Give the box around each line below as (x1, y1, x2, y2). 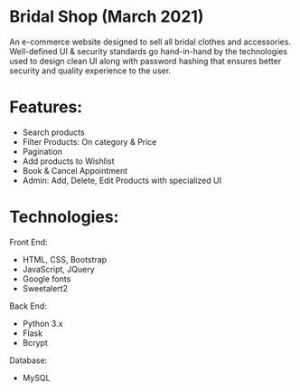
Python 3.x (22, 318, 63, 329)
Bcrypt (22, 337, 48, 348)
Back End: (9, 301, 47, 311)
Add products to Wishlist (22, 156, 115, 167)
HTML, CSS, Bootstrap (22, 253, 107, 264)
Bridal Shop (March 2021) (9, 6, 204, 27)
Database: (9, 355, 48, 366)
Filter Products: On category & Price (22, 136, 157, 147)
